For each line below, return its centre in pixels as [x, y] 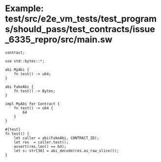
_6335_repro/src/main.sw [59, 40]
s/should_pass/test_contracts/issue [80, 29]
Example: [24, 9]
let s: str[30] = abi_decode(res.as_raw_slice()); [66, 151]
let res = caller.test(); [41, 142]
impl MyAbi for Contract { [32, 104]
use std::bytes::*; [25, 61]
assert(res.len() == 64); [40, 146]
